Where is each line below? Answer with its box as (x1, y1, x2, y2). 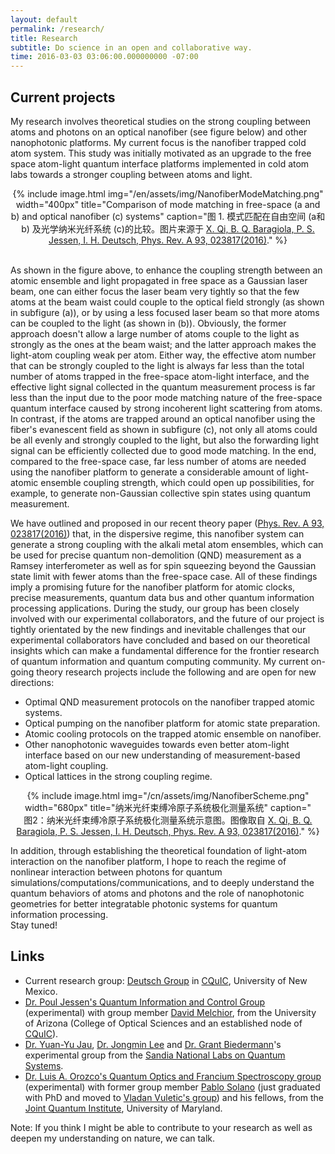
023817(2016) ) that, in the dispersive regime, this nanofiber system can (10, 527, 305, 540)
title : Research (10, 33, 78, 43)
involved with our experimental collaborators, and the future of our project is (10, 612, 325, 625)
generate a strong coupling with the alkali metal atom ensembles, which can (10, 538, 324, 550)
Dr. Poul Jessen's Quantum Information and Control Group (24, 996, 266, 1008)
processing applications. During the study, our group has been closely (10, 602, 300, 614)
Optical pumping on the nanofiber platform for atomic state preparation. (24, 717, 321, 729)
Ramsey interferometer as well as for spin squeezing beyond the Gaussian (10, 559, 317, 571)
